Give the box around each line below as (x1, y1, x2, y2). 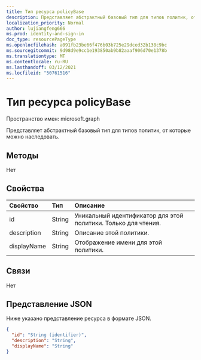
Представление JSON (6, 299, 92, 309)
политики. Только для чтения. (74, 219, 162, 227)
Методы (6, 150, 39, 161)
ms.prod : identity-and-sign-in (6, 31, 84, 37)
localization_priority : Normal (6, 20, 84, 26)
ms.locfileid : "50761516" (6, 70, 71, 76)
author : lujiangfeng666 (6, 25, 66, 32)
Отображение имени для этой (74, 238, 163, 247)
